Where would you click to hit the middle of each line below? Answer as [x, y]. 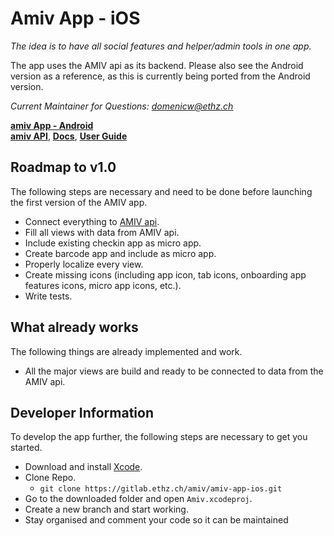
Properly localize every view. [84, 264]
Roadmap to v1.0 [63, 167]
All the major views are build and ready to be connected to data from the [174, 371]
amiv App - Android [52, 125]
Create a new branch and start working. [106, 509]
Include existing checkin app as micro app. [113, 243]
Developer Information [82, 412]
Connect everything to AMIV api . [92, 221]
